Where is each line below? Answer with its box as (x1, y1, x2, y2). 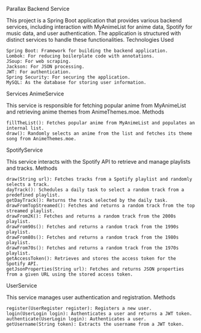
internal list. (6, 125, 45, 131)
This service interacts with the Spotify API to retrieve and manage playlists (6, 158, 191, 165)
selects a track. (6, 181, 50, 187)
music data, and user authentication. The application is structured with (6, 30, 182, 37)
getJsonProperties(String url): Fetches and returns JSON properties (6, 266, 185, 272)
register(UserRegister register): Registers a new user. (6, 305, 152, 311)
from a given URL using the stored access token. (6, 271, 134, 277)
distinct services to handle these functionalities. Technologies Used (6, 36, 174, 43)
